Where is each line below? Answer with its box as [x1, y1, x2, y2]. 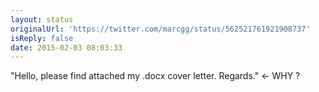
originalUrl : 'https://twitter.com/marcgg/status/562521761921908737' [10, 24, 311, 34]
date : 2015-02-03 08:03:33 [10, 42, 123, 53]
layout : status [10, 14, 74, 25]
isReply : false [10, 33, 74, 43]
